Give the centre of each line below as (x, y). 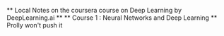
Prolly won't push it (35, 25)
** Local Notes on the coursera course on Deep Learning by (94, 10)
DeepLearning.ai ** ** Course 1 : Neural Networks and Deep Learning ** (112, 18)
